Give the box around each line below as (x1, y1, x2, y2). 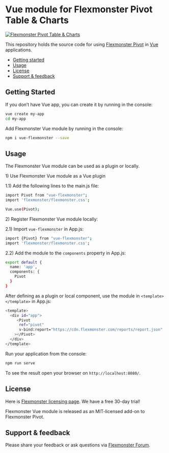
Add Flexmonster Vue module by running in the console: (5, 125, 124, 132)
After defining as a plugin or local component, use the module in (5, 293, 140, 299)
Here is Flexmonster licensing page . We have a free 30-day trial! (5, 398, 140, 404)
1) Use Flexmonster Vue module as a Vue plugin (5, 173, 106, 179)
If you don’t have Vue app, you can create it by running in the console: (5, 101, 153, 107)
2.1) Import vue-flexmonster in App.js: (5, 226, 84, 232)
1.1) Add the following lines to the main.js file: (5, 183, 99, 189)
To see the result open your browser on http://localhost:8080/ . (5, 370, 141, 376)
